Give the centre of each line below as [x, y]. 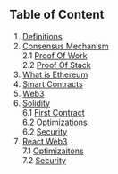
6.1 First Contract [53, 112]
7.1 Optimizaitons [53, 151]
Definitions [42, 36]
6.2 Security [45, 131]
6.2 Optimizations [55, 122]
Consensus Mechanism [65, 46]
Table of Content [57, 15]
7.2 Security [44, 160]
